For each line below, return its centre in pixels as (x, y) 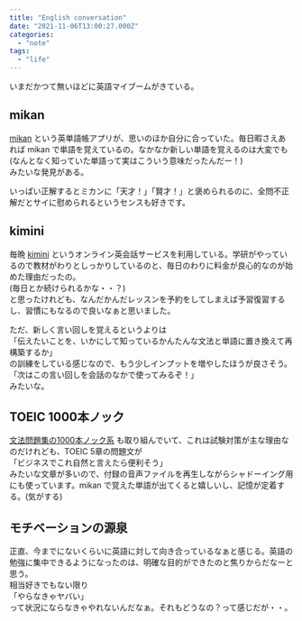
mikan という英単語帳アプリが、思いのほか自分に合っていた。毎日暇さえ (144, 138)
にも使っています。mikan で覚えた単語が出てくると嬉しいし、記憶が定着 (143, 485)
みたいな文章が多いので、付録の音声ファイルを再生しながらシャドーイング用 (151, 474)
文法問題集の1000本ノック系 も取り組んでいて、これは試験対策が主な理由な (150, 440)
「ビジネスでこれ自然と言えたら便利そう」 (88, 463)
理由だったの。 (53, 277)
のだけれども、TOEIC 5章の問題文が (76, 452)
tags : (19, 51)
